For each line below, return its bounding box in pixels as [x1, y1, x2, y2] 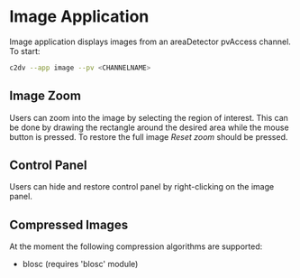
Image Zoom [9, 88, 81, 104]
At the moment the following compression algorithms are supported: [9, 241, 263, 252]
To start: [9, 45, 41, 56]
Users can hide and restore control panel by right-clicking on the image [9, 181, 275, 192]
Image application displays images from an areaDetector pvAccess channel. [9, 36, 291, 47]
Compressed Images [9, 217, 129, 232]
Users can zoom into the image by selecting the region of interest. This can [9, 112, 288, 123]
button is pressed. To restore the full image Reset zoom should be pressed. [9, 131, 288, 142]
